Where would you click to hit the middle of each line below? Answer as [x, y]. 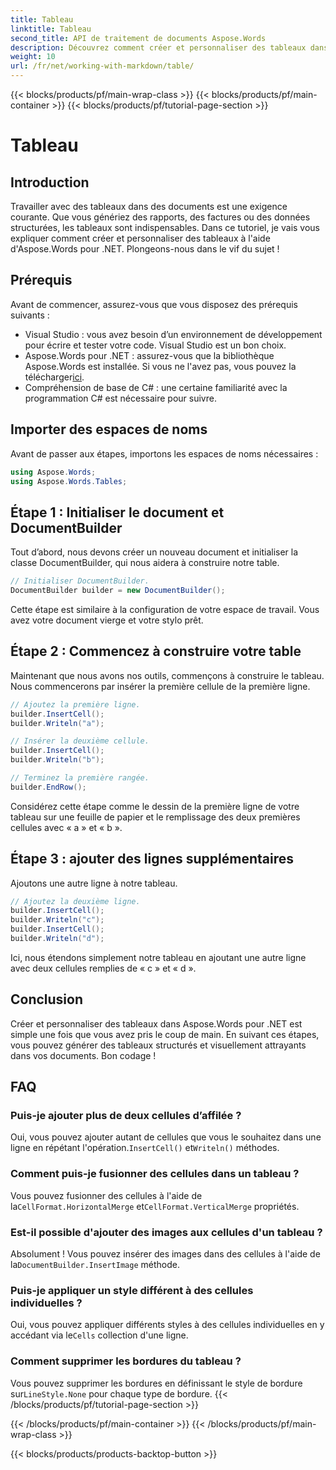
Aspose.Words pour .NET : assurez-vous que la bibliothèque [149, 355]
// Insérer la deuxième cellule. [80, 741]
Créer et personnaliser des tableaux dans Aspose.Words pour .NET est [156, 1023]
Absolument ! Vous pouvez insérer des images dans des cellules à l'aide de [165, 1254]
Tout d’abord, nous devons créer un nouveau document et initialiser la [154, 552]
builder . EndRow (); [48, 787]
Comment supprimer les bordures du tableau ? [126, 1361]
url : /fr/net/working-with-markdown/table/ [102, 66]
